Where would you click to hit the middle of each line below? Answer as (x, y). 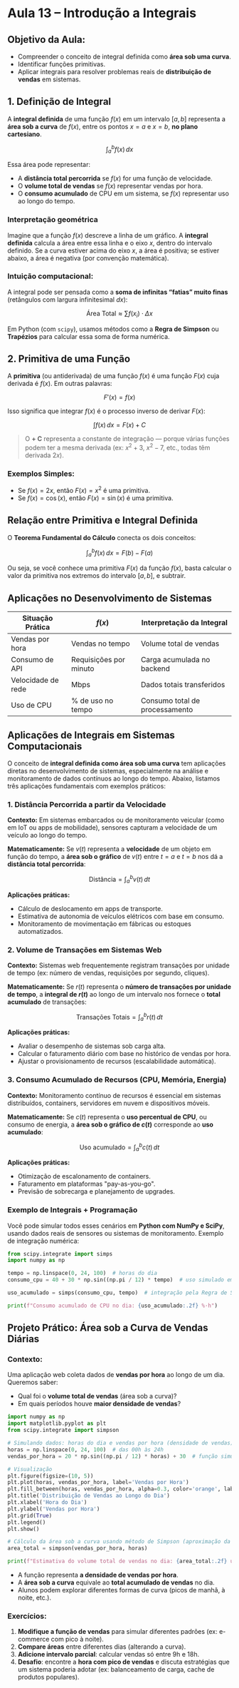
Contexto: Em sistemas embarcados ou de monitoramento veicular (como (116, 820)
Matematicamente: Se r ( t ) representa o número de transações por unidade (119, 987)
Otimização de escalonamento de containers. (84, 1176)
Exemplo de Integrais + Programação (73, 1210)
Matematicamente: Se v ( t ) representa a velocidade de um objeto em (109, 849)
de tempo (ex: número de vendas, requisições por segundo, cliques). (108, 973)
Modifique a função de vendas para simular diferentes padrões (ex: (118, 1632)
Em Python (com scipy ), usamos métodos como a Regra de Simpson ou (113, 329)
